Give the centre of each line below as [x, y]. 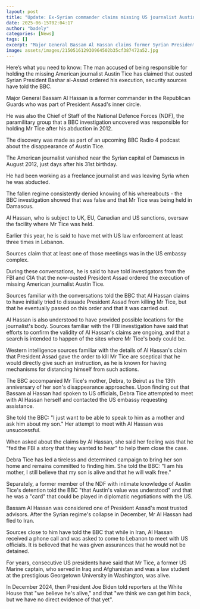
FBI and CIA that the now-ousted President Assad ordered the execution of [98, 277]
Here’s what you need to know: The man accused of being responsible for [97, 67]
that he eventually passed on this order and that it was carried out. [88, 308]
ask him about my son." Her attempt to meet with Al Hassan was [85, 424]
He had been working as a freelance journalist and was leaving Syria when [98, 176]
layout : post [22, 12]
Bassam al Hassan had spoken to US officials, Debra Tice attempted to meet [100, 393]
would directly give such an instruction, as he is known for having [86, 363]
